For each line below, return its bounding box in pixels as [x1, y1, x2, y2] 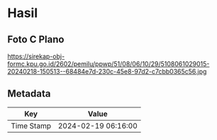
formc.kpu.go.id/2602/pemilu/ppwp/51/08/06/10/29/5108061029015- [7, 60, 210, 68]
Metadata [7, 87, 51, 100]
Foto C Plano [7, 33, 65, 45]
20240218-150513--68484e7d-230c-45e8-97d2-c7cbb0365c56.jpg [7, 68, 207, 75]
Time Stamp [11, 121, 52, 131]
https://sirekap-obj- [7, 52, 65, 60]
